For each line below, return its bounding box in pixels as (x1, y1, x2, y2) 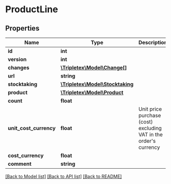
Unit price (138, 106, 162, 113)
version (8, 56, 27, 63)
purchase (138, 112, 161, 119)
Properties (5, 24, 40, 33)
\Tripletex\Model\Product (60, 89, 124, 96)
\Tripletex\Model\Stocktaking (60, 81, 134, 88)
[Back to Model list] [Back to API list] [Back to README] (5, 173, 122, 179)
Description (138, 39, 168, 46)
